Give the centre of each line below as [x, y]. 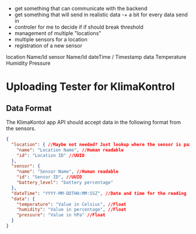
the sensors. [21, 128]
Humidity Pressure [28, 63]
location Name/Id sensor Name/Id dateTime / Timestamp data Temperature [96, 57]
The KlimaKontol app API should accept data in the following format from [94, 122]
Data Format [29, 108]
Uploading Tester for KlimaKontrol [90, 87]
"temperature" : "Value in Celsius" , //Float [71, 204]
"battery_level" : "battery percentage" [65, 183]
